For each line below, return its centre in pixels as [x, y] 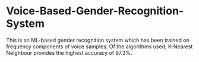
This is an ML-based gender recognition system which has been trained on [98, 40]
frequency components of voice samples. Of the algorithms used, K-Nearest [99, 46]
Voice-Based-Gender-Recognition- [95, 11]
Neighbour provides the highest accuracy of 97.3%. [69, 52]
